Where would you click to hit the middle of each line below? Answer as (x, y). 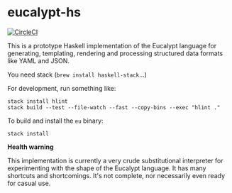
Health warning (31, 147)
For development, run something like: (62, 88)
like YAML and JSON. (38, 60)
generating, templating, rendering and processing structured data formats (115, 53)
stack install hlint (38, 101)
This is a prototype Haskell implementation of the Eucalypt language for (112, 45)
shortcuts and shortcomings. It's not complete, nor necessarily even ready (116, 175)
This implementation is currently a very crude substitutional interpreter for (115, 160)
